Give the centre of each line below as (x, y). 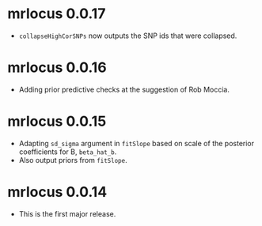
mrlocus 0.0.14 (57, 192)
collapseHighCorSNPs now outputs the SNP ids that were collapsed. (128, 36)
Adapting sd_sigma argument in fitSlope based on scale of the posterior (137, 143)
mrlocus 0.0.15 (57, 121)
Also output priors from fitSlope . (73, 160)
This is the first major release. (67, 213)
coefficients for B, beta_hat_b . (68, 152)
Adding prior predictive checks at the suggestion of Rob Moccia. (124, 89)
